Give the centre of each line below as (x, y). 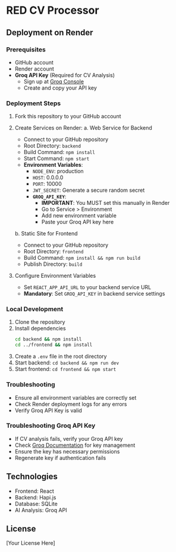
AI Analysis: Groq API (41, 510)
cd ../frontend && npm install (54, 345)
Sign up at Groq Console (54, 81)
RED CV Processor (53, 10)
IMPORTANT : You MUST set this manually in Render (106, 203)
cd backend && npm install (48, 339)
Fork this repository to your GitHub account (68, 116)
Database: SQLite (36, 504)
